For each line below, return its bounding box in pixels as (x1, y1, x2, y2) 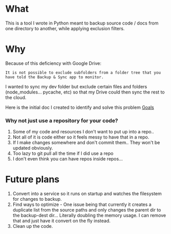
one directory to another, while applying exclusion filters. (5, 25, 125, 31)
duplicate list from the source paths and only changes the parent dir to (12, 207, 161, 213)
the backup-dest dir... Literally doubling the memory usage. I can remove (12, 213, 166, 219)
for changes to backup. (12, 196, 62, 202)
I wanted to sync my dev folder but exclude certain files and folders (5, 83, 147, 89)
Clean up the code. (12, 223, 53, 229)
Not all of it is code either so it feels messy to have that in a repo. (12, 134, 150, 141)
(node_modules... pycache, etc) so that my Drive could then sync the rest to (5, 89, 165, 95)
